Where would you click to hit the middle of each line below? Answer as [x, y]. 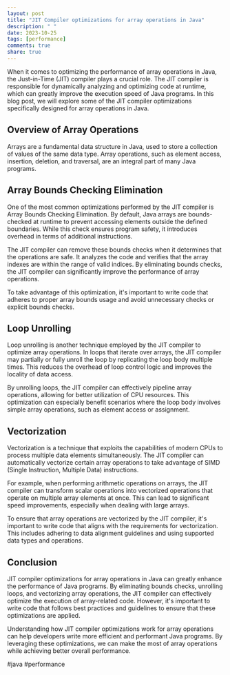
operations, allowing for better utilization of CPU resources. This [98, 395]
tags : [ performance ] [37, 39]
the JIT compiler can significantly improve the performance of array [103, 271]
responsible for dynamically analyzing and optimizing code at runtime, [107, 86]
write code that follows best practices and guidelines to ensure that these [111, 608]
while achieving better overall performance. [69, 651]
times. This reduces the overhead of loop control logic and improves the [109, 367]
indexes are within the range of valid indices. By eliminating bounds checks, [115, 264]
